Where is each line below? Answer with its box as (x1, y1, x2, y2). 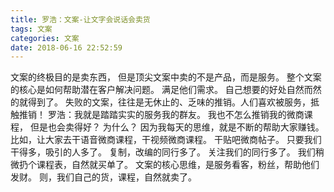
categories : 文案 (10, 33, 80, 43)
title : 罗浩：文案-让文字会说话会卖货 (10, 14, 151, 25)
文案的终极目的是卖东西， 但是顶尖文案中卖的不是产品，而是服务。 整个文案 (10, 71, 322, 83)
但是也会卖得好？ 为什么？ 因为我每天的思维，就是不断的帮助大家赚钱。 (29, 121, 325, 133)
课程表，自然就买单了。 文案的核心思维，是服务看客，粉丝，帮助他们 (36, 159, 320, 171)
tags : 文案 (10, 24, 53, 34)
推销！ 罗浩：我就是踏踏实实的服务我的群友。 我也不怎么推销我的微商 (18, 109, 305, 121)
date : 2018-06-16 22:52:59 (10, 42, 123, 53)
